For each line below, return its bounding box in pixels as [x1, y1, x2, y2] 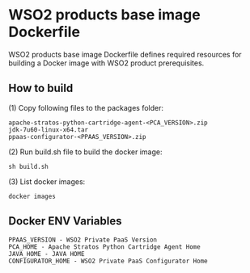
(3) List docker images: [8, 176, 86, 187]
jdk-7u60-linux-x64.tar [8, 125, 89, 134]
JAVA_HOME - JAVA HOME [8, 250, 85, 258]
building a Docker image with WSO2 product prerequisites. [8, 58, 205, 68]
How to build [8, 82, 74, 95]
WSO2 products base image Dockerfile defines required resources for [8, 49, 242, 59]
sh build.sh [8, 162, 49, 170]
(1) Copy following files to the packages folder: [8, 103, 164, 112]
